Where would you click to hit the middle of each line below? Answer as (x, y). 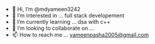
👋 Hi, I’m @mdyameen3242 (46, 9)
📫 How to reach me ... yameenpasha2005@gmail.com (81, 35)
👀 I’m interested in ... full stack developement (68, 15)
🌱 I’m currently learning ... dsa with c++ (61, 22)
